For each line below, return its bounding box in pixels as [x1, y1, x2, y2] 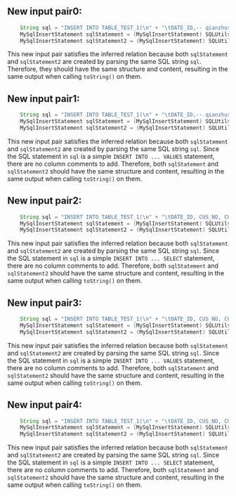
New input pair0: [7, 6, 82, 18]
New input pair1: [7, 93, 80, 105]
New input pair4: [7, 399, 82, 411]
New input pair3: [7, 296, 82, 308]
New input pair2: [7, 195, 82, 207]
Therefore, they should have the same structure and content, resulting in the [7, 65, 228, 73]
